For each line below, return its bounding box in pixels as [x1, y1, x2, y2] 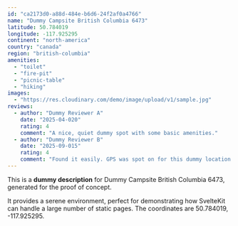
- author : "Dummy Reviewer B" [14, 136, 103, 143]
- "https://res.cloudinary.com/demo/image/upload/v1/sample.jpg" [14, 97, 212, 104]
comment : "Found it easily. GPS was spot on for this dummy [20, 156, 202, 163]
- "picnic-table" [14, 76, 66, 84]
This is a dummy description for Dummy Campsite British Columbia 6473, [7, 175, 225, 183]
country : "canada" [7, 43, 62, 50]
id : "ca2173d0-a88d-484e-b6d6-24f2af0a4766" [7, 10, 142, 18]
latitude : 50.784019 [7, 23, 69, 31]
